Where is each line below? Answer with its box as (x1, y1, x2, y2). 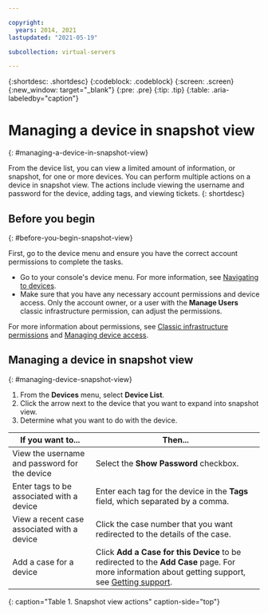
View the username (12, 447, 85, 459)
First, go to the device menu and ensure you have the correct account (8, 249, 238, 258)
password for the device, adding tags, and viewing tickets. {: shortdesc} (8, 189, 245, 199)
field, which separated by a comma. (95, 495, 230, 506)
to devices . (19, 281, 57, 290)
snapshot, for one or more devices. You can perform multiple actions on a (8, 172, 251, 182)
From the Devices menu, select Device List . (19, 390, 165, 399)
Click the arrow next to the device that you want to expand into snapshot (19, 398, 259, 407)
